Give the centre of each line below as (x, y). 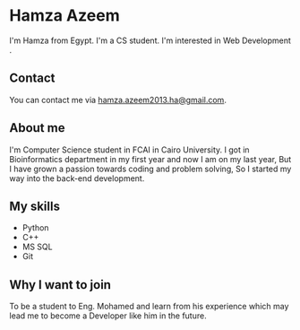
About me (37, 128)
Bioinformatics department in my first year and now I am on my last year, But (150, 159)
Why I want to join (60, 285)
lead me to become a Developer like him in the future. (108, 316)
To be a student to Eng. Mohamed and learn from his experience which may (149, 307)
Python (35, 228)
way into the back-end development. (77, 178)
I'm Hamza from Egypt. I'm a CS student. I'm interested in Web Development (150, 40)
